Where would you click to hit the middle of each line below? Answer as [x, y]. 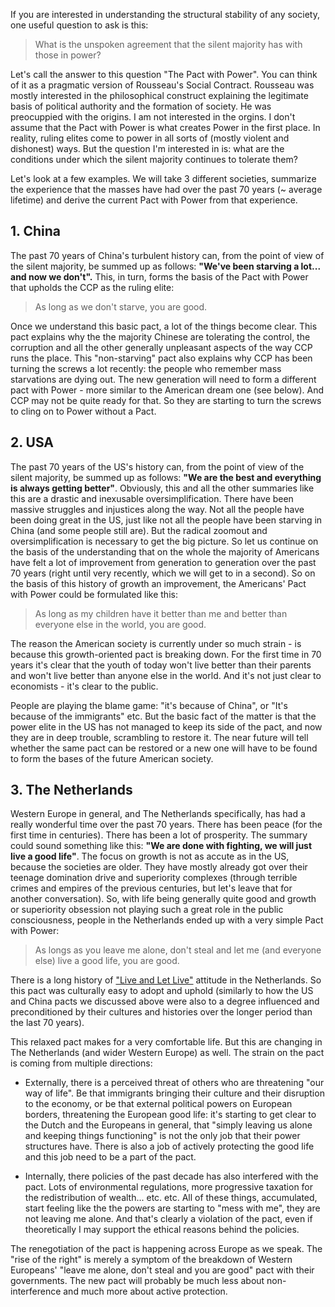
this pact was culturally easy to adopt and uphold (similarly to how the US [162, 991]
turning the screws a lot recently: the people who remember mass [146, 368]
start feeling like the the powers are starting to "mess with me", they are [172, 1208]
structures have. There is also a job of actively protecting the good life [169, 1146]
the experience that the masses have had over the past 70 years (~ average [166, 189]
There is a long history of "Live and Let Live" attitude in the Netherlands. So [166, 980]
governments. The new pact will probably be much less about [137, 1281]
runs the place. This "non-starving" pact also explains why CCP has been [161, 358]
